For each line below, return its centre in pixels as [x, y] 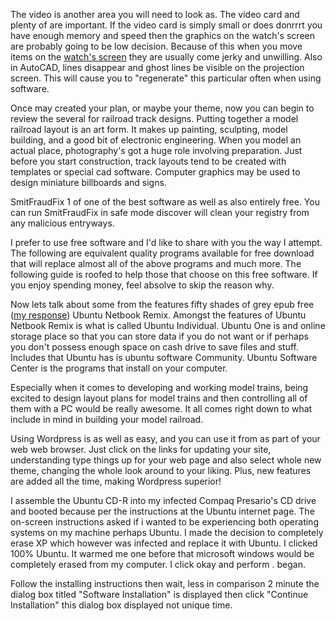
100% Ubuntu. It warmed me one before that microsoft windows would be [162, 553]
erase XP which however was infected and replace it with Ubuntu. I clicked [164, 543]
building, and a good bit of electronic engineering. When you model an [156, 140]
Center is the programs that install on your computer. [119, 368]
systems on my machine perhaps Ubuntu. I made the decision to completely [167, 532]
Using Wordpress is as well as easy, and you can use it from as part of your [165, 438]
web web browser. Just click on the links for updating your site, [141, 449]
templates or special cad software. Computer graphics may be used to [155, 172]
